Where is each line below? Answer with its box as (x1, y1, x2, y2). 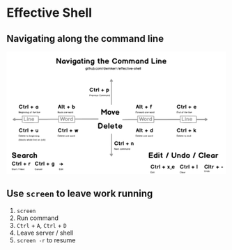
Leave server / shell (16, 228, 74, 237)
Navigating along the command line (6, 33, 164, 45)
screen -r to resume (16, 235, 76, 244)
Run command (16, 214, 59, 222)
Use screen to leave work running (6, 188, 153, 200)
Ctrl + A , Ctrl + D (16, 221, 67, 229)
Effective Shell (6, 5, 92, 21)
